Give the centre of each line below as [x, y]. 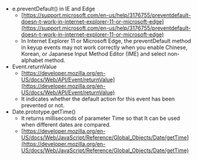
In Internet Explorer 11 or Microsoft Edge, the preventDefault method [106, 41]
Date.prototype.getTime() [44, 112]
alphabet [32, 60]
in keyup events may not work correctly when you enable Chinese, [104, 47]
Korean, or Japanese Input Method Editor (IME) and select [94, 54]
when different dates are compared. [66, 125]
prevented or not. [43, 105]
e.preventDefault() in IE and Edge [53, 9]
